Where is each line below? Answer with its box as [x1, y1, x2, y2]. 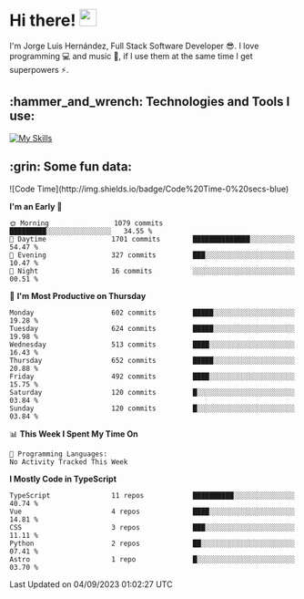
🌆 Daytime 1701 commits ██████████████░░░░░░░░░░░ [9, 234, 296, 243]
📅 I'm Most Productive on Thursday [9, 290, 147, 301]
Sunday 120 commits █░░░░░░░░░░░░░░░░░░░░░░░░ [9, 404, 296, 413]
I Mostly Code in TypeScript [9, 473, 117, 484]
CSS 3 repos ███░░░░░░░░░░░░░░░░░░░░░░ [9, 522, 296, 532]
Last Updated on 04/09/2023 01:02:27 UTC [9, 578, 173, 590]
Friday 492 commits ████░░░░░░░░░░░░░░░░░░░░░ [9, 372, 296, 381]
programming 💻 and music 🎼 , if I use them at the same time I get [9, 50, 253, 61]
